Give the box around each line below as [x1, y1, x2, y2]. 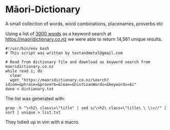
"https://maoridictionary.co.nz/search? [21, 77, 109, 83]
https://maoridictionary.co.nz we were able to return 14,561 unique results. [5, 36, 163, 42]
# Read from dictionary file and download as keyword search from [5, 59, 150, 65]
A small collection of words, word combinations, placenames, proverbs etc [5, 21, 163, 27]
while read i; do [5, 68, 43, 73]
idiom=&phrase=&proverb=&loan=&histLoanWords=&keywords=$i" [5, 82, 137, 87]
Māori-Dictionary [5, 4, 81, 15]
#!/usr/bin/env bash [5, 46, 50, 51]
